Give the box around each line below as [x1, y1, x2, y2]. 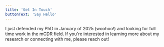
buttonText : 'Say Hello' [5, 12, 57, 17]
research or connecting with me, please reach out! [5, 36, 109, 42]
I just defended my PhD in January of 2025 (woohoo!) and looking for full [5, 25, 156, 31]
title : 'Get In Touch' [5, 7, 52, 12]
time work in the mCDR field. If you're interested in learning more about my [5, 31, 159, 37]
